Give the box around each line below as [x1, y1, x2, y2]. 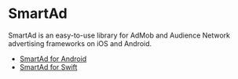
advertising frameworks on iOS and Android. [8, 38, 152, 48]
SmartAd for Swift [19, 62, 78, 71]
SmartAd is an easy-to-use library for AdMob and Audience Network [8, 31, 230, 40]
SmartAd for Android [19, 54, 87, 63]
